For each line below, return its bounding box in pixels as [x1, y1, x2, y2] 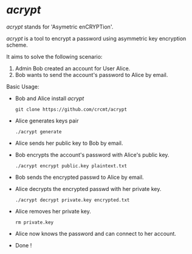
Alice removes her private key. [15, 207, 91, 215]
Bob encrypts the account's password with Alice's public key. [15, 151, 170, 158]
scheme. [6, 41, 29, 48]
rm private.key [15, 219, 54, 226]
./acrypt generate [15, 129, 62, 135]
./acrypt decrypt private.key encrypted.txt [15, 197, 130, 203]
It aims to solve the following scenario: [6, 53, 103, 60]
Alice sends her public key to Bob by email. [15, 139, 123, 147]
